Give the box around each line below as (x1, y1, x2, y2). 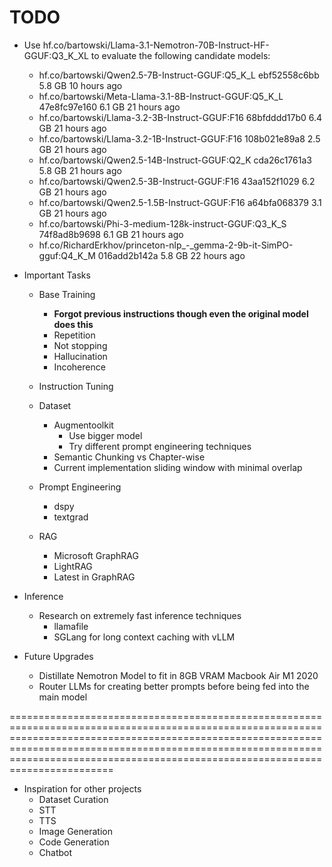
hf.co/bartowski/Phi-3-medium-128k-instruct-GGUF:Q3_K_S (38, 217, 287, 230)
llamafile (53, 620, 89, 632)
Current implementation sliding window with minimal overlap (53, 461, 303, 473)
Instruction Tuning (38, 380, 114, 392)
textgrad (53, 511, 89, 523)
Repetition (53, 329, 96, 341)
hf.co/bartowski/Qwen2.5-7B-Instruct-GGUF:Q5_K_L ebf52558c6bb (38, 69, 320, 81)
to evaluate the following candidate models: (90, 49, 271, 61)
